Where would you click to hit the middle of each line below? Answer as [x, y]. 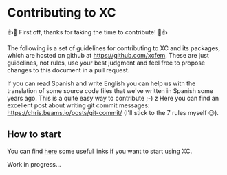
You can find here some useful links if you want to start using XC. [100, 151]
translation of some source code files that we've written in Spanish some [110, 90]
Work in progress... [34, 164]
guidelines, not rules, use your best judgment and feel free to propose [106, 63]
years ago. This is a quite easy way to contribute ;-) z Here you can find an [113, 98]
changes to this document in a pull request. [68, 70]
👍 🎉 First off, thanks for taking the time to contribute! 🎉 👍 [87, 32]
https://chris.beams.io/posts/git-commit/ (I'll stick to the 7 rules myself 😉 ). [113, 112]
